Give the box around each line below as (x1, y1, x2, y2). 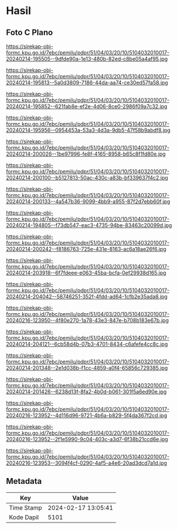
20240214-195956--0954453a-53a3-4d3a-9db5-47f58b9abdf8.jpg (6, 127, 171, 133)
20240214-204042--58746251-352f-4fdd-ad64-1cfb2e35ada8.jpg (6, 293, 168, 300)
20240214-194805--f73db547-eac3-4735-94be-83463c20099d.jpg (6, 222, 172, 229)
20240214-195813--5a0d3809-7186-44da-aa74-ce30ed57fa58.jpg (6, 79, 168, 86)
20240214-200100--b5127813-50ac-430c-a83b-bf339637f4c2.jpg (6, 174, 168, 181)
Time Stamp (9, 503, 43, 511)
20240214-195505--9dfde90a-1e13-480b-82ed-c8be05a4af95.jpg (6, 56, 168, 62)
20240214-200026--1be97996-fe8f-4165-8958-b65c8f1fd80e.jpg (6, 150, 166, 157)
